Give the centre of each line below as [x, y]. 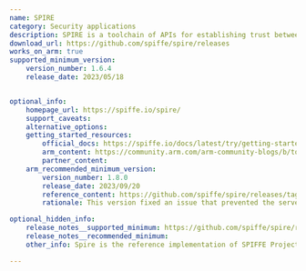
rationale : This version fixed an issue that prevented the [158, 203]
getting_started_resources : [79, 135]
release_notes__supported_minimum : [93, 228]
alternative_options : [66, 127]
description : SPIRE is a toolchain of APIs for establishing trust [140, 35]
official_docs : [71, 144]
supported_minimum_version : [63, 60]
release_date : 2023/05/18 [75, 77]
